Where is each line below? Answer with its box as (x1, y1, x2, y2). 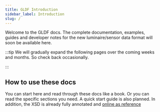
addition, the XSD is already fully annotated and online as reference (5, 101, 141, 107)
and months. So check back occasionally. (5, 55, 89, 60)
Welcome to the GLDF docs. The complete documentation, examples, (5, 30, 145, 36)
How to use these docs (5, 78, 76, 86)
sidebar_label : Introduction (5, 12, 65, 17)
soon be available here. (5, 40, 52, 46)
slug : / (5, 16, 21, 21)
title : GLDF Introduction (5, 7, 58, 12)
